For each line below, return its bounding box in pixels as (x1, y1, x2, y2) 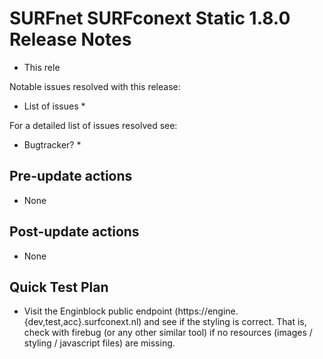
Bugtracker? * (23, 138, 82, 151)
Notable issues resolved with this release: (9, 80, 181, 92)
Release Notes (9, 28, 132, 51)
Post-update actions (9, 223, 140, 241)
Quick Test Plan (9, 278, 109, 296)
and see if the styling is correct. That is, (143, 316, 307, 328)
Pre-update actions (9, 168, 133, 185)
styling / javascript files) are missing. (23, 337, 176, 349)
